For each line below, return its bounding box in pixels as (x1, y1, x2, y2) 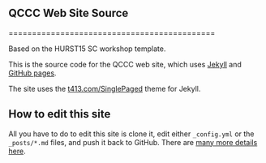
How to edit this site (8, 107, 111, 121)
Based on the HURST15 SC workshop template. (8, 44, 166, 54)
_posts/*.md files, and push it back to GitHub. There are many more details (8, 137, 258, 147)
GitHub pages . (8, 68, 57, 78)
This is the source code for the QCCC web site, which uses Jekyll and (8, 59, 242, 69)
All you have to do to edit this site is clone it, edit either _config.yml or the (8, 129, 255, 139)
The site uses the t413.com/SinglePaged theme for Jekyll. (8, 84, 201, 93)
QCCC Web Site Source (8, 6, 129, 20)
